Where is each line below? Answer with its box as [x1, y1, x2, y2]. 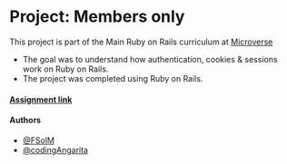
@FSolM [22, 134, 54, 146]
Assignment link [9, 93, 73, 105]
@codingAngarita [22, 144, 89, 155]
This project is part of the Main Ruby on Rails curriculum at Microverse [9, 36, 273, 47]
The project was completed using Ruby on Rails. [22, 72, 203, 83]
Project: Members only [9, 6, 185, 27]
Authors [9, 115, 42, 126]
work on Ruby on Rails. [22, 63, 109, 74]
